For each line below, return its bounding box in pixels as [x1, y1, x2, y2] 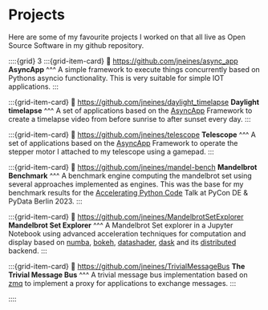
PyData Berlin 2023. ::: [8, 196, 83, 206]
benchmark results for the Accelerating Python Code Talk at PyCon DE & [8, 187, 249, 197]
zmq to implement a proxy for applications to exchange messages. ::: [8, 278, 237, 288]
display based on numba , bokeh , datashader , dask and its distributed [8, 237, 237, 247]
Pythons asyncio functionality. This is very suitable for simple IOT [8, 73, 225, 83]
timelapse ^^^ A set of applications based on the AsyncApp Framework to [8, 106, 253, 115]
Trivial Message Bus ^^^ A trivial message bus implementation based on [8, 270, 248, 280]
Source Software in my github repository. [8, 40, 144, 50]
